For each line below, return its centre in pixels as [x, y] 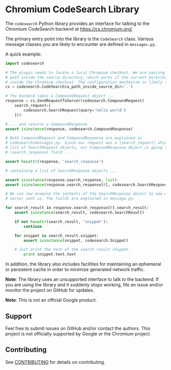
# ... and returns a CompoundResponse [46, 124]
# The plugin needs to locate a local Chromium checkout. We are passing [85, 72]
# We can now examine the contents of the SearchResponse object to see [84, 194]
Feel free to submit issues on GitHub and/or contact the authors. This [78, 328]
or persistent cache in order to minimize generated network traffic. [75, 270]
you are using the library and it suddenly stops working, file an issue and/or [84, 285]
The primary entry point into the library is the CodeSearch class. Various [79, 39]
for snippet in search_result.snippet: [57, 235]
